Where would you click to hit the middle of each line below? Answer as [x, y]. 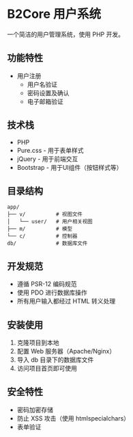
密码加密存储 [35, 410]
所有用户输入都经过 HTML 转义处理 [66, 301]
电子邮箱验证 [45, 101]
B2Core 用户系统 [54, 14]
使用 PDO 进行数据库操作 [52, 292]
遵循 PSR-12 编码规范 [47, 284]
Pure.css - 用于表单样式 [50, 150]
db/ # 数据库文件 [47, 244]
